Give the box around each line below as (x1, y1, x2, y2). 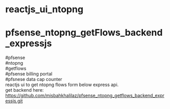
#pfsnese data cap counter (5, 76, 62, 83)
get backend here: (5, 87, 44, 93)
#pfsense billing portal (5, 71, 53, 77)
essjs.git (5, 98, 23, 104)
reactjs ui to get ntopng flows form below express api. (5, 81, 119, 88)
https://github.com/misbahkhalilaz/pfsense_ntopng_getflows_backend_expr (5, 93, 165, 99)
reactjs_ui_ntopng (5, 4, 84, 15)
